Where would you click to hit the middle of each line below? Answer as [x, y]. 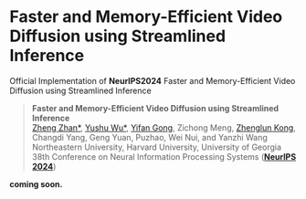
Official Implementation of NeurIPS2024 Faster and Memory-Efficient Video [153, 80]
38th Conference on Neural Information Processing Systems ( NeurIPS [164, 156]
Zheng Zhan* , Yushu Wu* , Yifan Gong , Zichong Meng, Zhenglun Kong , [164, 127]
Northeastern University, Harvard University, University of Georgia [156, 147]
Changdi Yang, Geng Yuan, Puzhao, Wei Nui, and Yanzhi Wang [149, 137]
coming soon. [36, 183]
